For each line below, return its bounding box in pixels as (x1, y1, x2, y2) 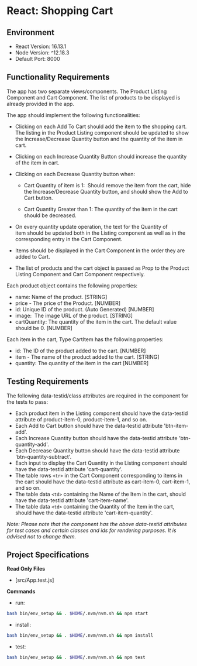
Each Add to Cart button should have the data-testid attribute (15, 422, 163, 429)
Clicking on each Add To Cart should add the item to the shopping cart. (15, 123, 187, 130)
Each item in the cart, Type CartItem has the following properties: (6, 335, 164, 343)
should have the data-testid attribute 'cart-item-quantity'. (15, 509, 153, 516)
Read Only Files (6, 565, 46, 572)
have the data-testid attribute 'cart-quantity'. (15, 465, 123, 472)
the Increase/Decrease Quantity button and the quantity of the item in (15, 135, 183, 142)
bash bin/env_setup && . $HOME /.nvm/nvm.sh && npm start (6, 610, 148, 617)
